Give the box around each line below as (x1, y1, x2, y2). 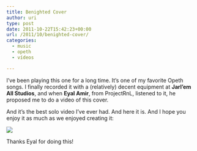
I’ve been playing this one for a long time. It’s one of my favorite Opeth (6, 76, 184, 84)
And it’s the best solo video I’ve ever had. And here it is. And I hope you (6, 108, 187, 115)
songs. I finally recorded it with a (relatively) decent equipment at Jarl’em (6, 83, 191, 90)
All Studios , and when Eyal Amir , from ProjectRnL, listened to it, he (6, 89, 176, 97)
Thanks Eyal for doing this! (6, 138, 74, 145)
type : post (6, 20, 34, 26)
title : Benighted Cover (6, 9, 67, 15)
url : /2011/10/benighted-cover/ (6, 32, 89, 38)
